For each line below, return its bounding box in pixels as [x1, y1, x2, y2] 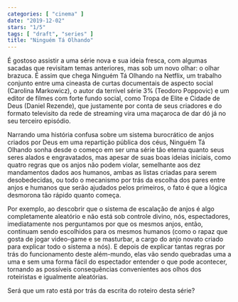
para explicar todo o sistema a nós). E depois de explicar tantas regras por [7, 242, 226, 251]
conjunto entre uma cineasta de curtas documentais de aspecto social [7, 79, 213, 87]
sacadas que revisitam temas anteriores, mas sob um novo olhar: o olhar [7, 64, 220, 72]
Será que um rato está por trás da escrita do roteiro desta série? [7, 286, 195, 295]
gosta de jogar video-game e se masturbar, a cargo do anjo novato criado [7, 235, 224, 244]
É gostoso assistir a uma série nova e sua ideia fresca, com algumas [7, 56, 207, 65]
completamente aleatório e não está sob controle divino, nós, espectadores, [7, 212, 231, 221]
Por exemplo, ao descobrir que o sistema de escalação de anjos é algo [7, 205, 215, 213]
